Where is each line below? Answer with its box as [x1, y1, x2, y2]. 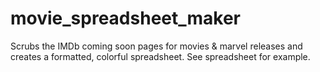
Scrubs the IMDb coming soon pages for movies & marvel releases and [10, 40, 303, 52]
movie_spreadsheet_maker [10, 7, 242, 30]
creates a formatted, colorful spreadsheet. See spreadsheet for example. [10, 50, 311, 62]
